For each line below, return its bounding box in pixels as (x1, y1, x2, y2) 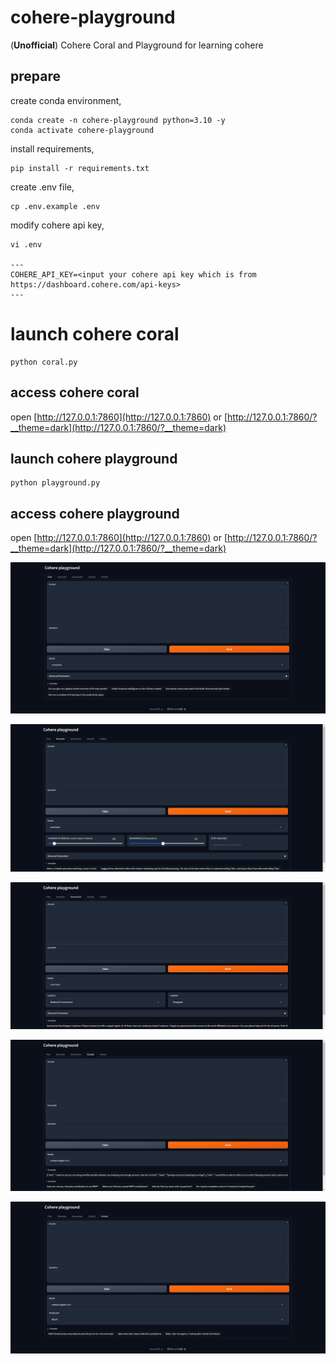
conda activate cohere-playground (10, 125, 155, 135)
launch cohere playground (10, 450, 178, 467)
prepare (10, 68, 61, 85)
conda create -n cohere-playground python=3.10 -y (10, 115, 226, 125)
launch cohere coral (10, 322, 180, 345)
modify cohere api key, (10, 219, 105, 231)
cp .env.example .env (10, 201, 101, 211)
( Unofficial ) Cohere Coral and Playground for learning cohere (10, 39, 264, 51)
